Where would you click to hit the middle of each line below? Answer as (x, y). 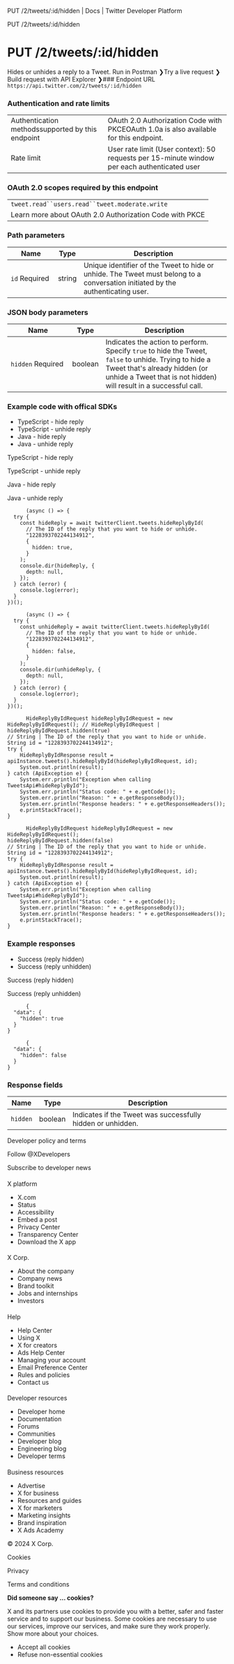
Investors (31, 1301)
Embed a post (37, 1219)
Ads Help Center (41, 1352)
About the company (46, 1271)
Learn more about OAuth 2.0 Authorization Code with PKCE (108, 214)
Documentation (39, 1419)
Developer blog (39, 1441)
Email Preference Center (53, 1367)
